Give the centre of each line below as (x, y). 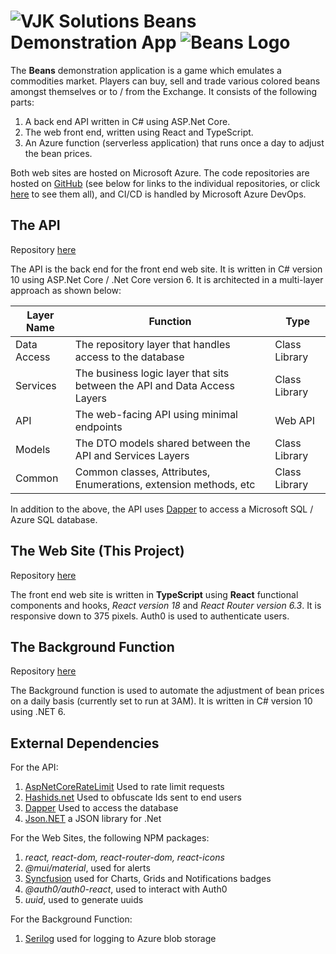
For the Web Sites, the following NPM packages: (110, 838)
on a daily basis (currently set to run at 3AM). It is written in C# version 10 (161, 701)
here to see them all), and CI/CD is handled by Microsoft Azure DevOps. (158, 194)
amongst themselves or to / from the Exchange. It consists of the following (164, 91)
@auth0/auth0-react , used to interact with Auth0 (126, 889)
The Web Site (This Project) (97, 551)
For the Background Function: (71, 919)
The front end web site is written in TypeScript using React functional (154, 594)
